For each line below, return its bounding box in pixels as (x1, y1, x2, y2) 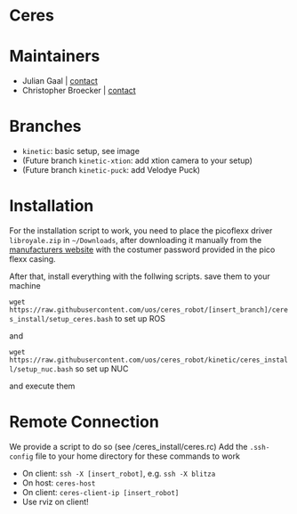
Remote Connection (9, 412, 160, 432)
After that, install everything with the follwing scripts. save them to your (9, 271, 271, 281)
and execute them (9, 380, 76, 391)
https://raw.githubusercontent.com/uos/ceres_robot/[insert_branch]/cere (9, 306, 289, 314)
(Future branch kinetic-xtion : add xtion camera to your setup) (21, 155, 253, 166)
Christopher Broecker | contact (21, 86, 136, 96)
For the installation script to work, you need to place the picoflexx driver (9, 225, 273, 236)
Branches (9, 117, 82, 136)
